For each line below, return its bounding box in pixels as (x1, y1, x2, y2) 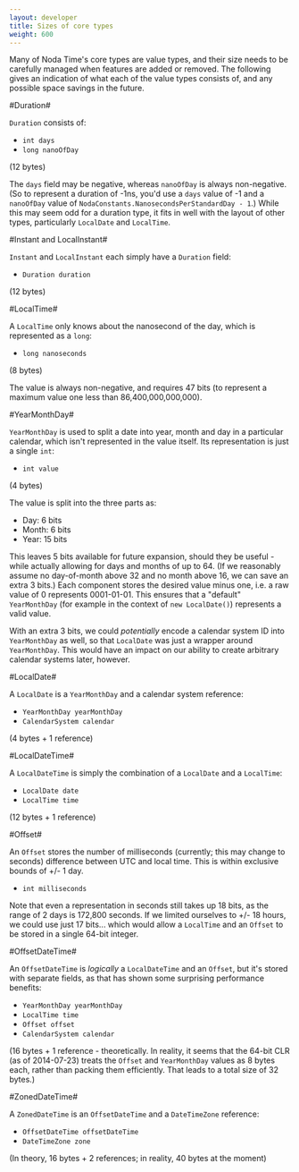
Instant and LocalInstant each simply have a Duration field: (9, 251, 232, 262)
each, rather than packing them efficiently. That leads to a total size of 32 (9, 1065, 279, 1075)
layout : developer (9, 13, 78, 22)
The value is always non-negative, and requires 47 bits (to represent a (9, 382, 268, 394)
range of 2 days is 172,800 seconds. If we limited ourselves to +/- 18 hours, (9, 910, 287, 921)
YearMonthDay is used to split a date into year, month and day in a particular (9, 427, 284, 437)
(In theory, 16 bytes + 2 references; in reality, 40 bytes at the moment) (9, 1153, 267, 1164)
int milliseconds (21, 885, 87, 894)
